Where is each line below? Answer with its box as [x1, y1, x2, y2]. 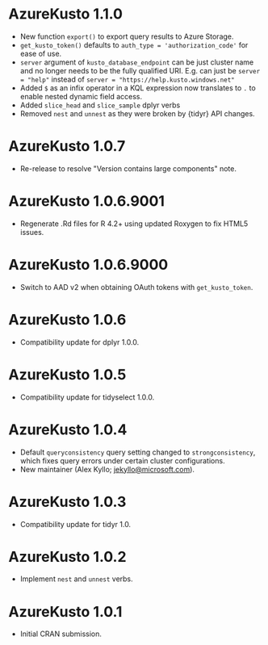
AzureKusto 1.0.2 [8, 547, 127, 566]
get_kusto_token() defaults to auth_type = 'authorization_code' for [19, 40, 249, 49]
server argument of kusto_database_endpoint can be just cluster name [19, 57, 254, 67]
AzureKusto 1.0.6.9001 [8, 192, 165, 211]
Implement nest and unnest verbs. [19, 574, 133, 584]
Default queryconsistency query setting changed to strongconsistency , [19, 447, 256, 457]
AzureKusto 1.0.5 [8, 365, 127, 383]
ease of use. [19, 48, 62, 58]
